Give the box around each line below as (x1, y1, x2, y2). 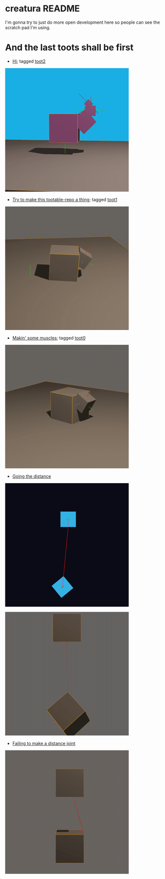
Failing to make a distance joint (12, 740, 76, 746)
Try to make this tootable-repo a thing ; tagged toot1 (12, 196, 118, 203)
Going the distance (12, 473, 51, 479)
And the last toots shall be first (5, 42, 134, 53)
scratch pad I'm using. (5, 24, 51, 30)
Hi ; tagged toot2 (12, 58, 46, 64)
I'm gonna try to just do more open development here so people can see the (5, 19, 160, 25)
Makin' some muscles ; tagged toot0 (12, 335, 85, 341)
